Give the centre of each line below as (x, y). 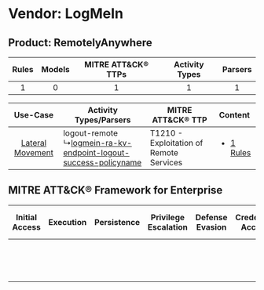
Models (55, 69)
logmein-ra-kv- (101, 143)
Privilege (168, 217)
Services (166, 163)
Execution (68, 222)
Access (26, 227)
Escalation (168, 227)
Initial (26, 217)
